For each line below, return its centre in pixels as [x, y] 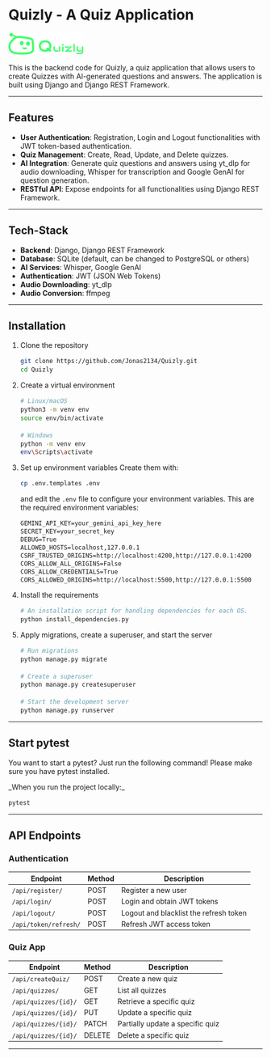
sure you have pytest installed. [59, 771]
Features [31, 118]
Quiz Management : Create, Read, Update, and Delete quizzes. [124, 154]
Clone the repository [54, 345]
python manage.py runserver [67, 710]
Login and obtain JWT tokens [169, 901]
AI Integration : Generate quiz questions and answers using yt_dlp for [135, 163]
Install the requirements [59, 595]
